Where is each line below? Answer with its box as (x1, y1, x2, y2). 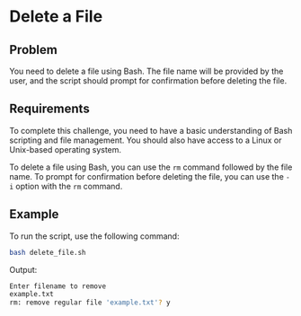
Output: (9, 264, 38, 275)
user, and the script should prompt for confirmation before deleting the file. (9, 75, 288, 86)
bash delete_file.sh (9, 248, 87, 257)
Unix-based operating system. (9, 144, 122, 154)
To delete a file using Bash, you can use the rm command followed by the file (9, 162, 293, 172)
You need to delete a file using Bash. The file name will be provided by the (9, 66, 284, 76)
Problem (9, 42, 58, 57)
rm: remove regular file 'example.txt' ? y (9, 298, 171, 307)
